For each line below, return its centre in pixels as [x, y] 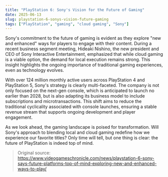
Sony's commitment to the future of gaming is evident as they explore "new [83, 38]
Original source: [34, 153]
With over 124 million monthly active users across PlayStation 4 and [75, 80]
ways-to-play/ [32, 169]
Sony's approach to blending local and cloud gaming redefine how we [77, 132]
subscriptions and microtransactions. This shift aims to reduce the [73, 102]
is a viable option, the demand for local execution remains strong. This [78, 60]
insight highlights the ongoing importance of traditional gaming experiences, [84, 65]
